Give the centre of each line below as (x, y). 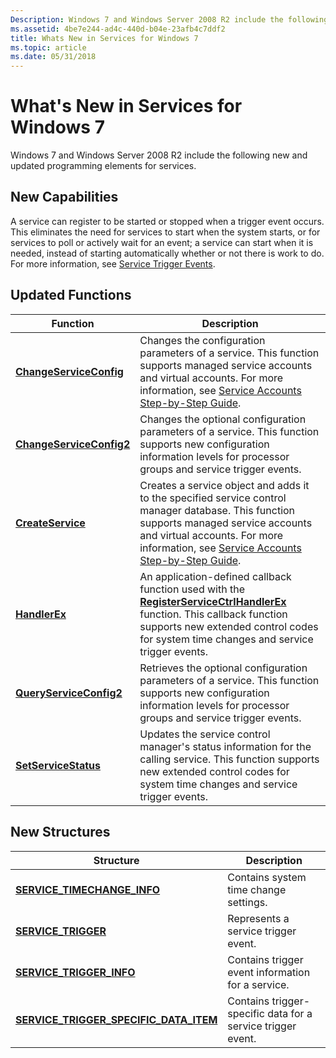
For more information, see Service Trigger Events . (113, 263)
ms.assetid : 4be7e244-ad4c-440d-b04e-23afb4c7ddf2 (118, 29)
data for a (290, 1013)
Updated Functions (71, 295)
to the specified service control (213, 498)
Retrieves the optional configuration (223, 668)
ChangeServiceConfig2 (73, 444)
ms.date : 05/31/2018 (53, 57)
